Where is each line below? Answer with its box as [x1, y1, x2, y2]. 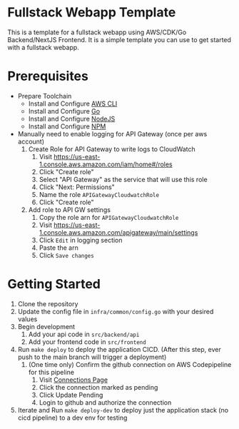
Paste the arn [39, 243, 78, 252]
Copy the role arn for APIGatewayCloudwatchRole [39, 213, 179, 221]
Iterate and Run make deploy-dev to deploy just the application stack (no [17, 405, 229, 414]
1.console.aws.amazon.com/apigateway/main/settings [39, 228, 198, 236]
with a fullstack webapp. [7, 43, 80, 51]
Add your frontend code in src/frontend [28, 337, 146, 346]
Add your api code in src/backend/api [28, 330, 140, 338]
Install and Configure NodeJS [28, 114, 116, 123]
